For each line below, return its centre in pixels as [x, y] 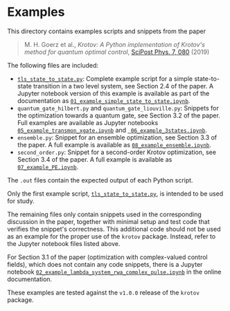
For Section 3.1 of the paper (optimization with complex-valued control [107, 257]
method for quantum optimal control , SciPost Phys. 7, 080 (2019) [117, 52]
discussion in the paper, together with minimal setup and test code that [108, 221]
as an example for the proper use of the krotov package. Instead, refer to [112, 236]
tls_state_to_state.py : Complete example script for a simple [105, 78]
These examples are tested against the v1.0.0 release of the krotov [103, 292]
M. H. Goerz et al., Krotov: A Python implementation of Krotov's [115, 44]
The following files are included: [53, 65]
